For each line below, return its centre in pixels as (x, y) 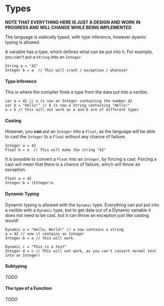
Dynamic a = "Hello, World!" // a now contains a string (64, 229)
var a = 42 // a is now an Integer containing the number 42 (69, 101)
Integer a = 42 (21, 146)
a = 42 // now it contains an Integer (45, 234)
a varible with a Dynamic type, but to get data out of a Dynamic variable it (78, 210)
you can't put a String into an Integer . (44, 57)
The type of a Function (29, 288)
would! (12, 220)
